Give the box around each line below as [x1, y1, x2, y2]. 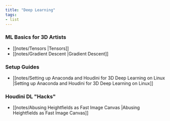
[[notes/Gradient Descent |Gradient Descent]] [12, 50, 109, 56]
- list [5, 17, 19, 22]
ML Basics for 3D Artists [5, 34, 66, 41]
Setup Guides [5, 63, 40, 70]
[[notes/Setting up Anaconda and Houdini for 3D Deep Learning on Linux [12, 75, 165, 81]
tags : [5, 12, 17, 17]
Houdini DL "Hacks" [5, 93, 56, 100]
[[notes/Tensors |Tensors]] [12, 45, 70, 51]
